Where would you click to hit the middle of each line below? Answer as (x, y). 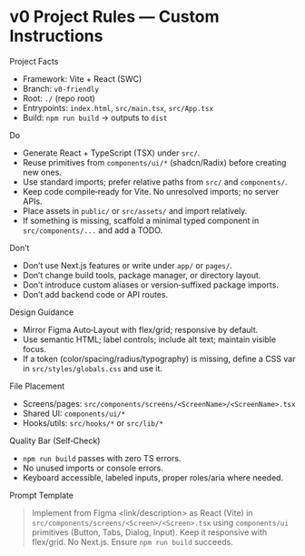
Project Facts (34, 61)
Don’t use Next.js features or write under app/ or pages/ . (128, 265)
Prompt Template (42, 495)
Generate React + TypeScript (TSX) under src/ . (111, 153)
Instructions (56, 36)
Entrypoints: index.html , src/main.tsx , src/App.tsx (118, 107)
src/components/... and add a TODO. (93, 230)
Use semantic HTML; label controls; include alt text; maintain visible (149, 339)
